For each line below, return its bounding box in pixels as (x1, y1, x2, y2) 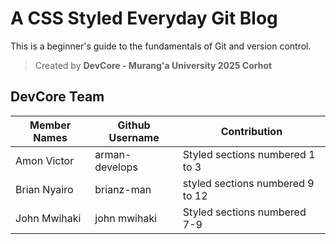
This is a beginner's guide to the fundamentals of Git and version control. (10, 40, 312, 52)
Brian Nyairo (15, 182, 74, 196)
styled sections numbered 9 (182, 176, 315, 190)
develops (94, 160, 138, 174)
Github (117, 118, 151, 132)
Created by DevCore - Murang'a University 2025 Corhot (34, 59, 273, 71)
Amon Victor (15, 153, 75, 167)
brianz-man (94, 182, 152, 196)
